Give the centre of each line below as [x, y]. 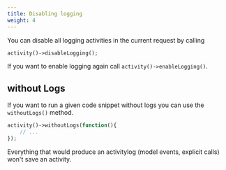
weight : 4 [22, 20]
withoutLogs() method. [40, 113]
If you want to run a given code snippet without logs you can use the [106, 105]
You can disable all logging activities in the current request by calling [106, 40]
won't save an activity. [39, 159]
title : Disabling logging [45, 14]
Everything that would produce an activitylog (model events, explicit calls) [113, 152]
